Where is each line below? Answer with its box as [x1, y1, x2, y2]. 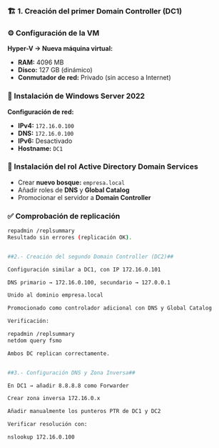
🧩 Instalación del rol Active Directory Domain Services [7, 161, 198, 171]
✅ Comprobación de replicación [7, 211, 121, 221]
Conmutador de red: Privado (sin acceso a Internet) [17, 74, 171, 82]
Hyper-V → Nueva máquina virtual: [7, 44, 113, 53]
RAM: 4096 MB [17, 58, 64, 66]
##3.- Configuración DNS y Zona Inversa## [7, 369, 136, 377]
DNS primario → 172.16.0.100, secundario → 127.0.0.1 [7, 279, 171, 286]
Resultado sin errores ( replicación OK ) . [7, 234, 133, 241]
